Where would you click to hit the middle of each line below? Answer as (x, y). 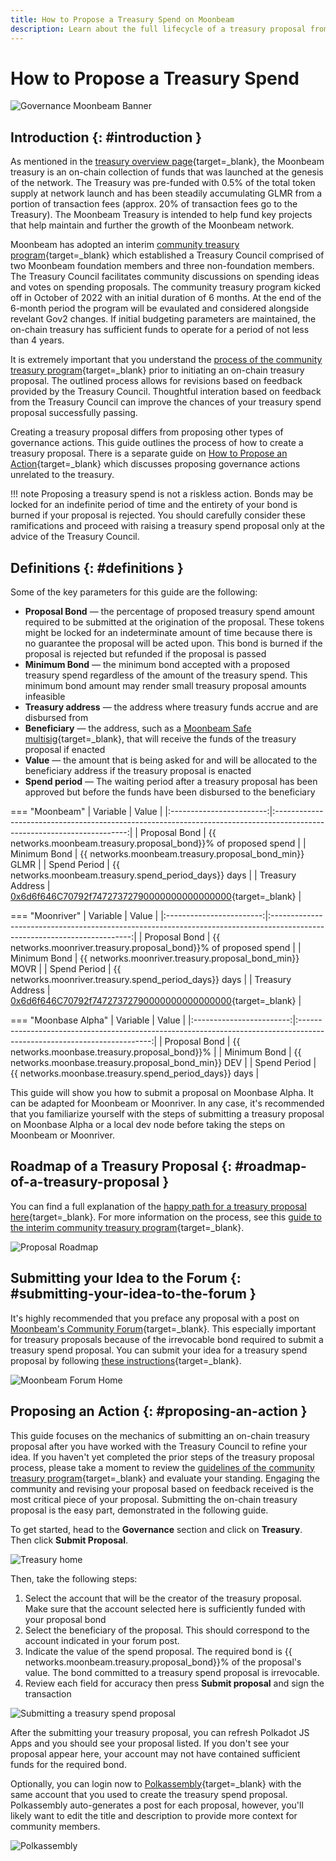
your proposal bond (65, 1619)
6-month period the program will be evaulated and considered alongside (160, 308)
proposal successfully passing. (74, 413)
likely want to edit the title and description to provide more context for (154, 1815)
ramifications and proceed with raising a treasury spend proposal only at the (167, 526)
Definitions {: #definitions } (97, 567)
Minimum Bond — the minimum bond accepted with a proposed (157, 665)
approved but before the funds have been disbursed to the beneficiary (170, 792)
